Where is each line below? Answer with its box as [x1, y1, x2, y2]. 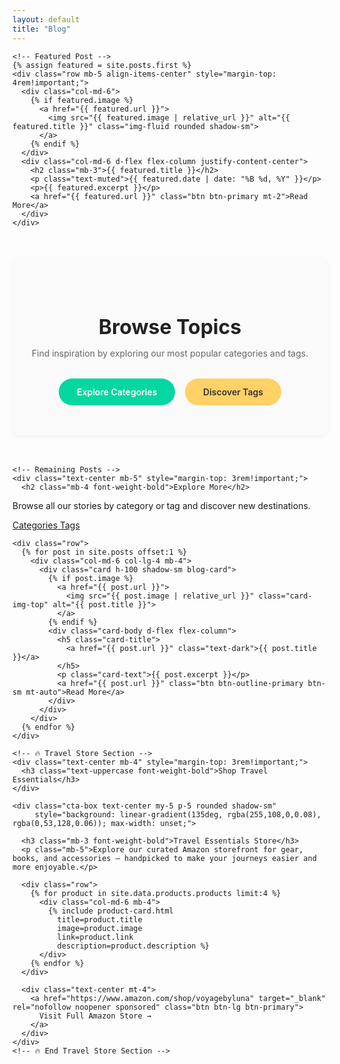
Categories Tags [12, 519, 80, 531]
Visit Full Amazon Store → [38, 1011, 152, 1021]
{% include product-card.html [48, 906, 174, 916]
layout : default [12, 14, 80, 25]
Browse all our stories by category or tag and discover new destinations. [12, 499, 311, 511]
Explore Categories [76, 386, 158, 398]
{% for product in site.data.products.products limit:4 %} [30, 888, 282, 898]
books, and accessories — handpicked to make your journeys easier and [12, 853, 317, 863]
